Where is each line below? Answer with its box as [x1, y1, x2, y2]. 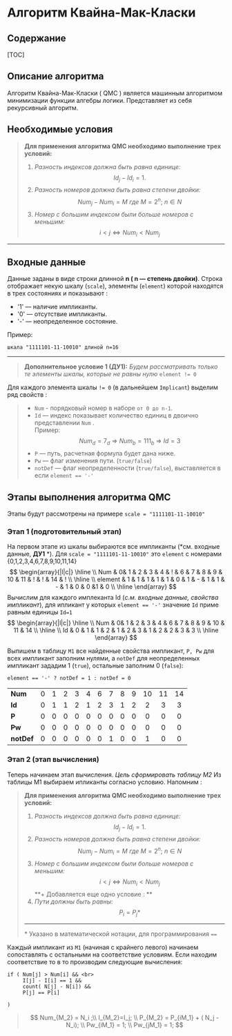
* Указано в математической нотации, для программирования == [23, 930, 217, 938]
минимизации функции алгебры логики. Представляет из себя [7, 96, 192, 104]
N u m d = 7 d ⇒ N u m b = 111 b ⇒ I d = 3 [79, 437, 181, 447]
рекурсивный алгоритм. [7, 104, 79, 112]
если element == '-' [34, 471, 95, 480]
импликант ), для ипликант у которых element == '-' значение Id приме [7, 600, 219, 609]
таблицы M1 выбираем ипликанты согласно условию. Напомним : [7, 778, 202, 786]
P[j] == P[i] [22, 989, 60, 996]
